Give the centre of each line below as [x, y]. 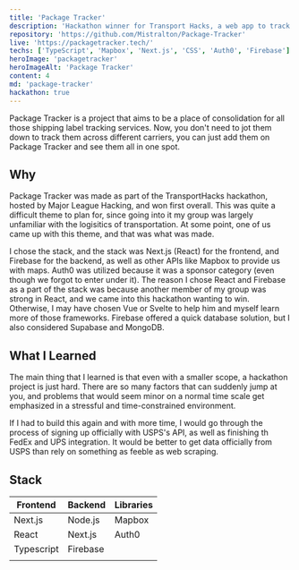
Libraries [134, 505]
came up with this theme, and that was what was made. [112, 234]
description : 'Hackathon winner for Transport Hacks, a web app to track [150, 26]
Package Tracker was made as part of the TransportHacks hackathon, [139, 196]
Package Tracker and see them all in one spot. [95, 146]
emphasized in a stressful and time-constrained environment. [123, 406]
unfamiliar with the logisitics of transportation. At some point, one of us [140, 225]
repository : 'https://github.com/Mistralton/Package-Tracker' [128, 34]
